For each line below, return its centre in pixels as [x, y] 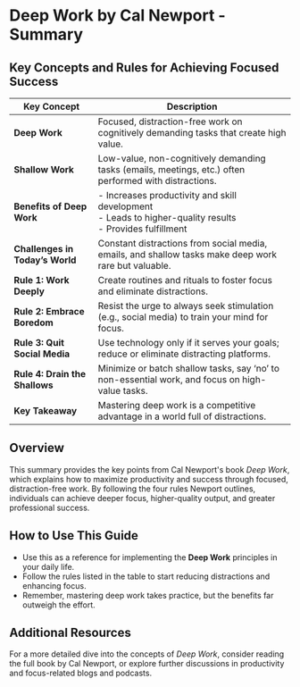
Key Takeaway [46, 411]
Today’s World [45, 260]
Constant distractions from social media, [183, 243]
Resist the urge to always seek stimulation [186, 306]
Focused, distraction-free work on [170, 121]
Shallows [33, 385]
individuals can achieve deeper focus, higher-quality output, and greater [142, 498]
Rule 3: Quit [39, 343]
